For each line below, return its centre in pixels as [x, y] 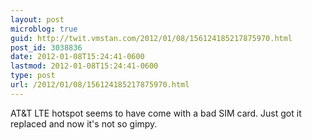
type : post [33, 76]
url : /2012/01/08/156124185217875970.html [100, 85]
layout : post [37, 19]
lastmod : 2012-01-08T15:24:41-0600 [84, 66]
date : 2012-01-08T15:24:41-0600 [77, 57]
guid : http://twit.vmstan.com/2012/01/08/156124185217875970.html [151, 38]
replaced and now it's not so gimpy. [84, 123]
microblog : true [44, 29]
